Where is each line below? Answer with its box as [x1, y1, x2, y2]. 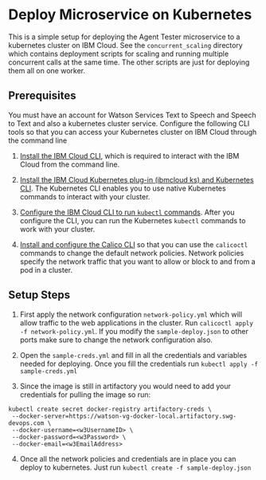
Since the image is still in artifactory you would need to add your [19, 381, 231, 391]
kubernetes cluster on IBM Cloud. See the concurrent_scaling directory [8, 40, 243, 49]
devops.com [8, 419, 45, 427]
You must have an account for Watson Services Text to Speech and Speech [8, 110, 256, 120]
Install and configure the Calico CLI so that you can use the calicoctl [19, 239, 248, 249]
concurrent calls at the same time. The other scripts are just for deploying [8, 57, 250, 67]
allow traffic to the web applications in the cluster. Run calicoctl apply [19, 317, 253, 328]
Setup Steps [8, 289, 70, 302]
